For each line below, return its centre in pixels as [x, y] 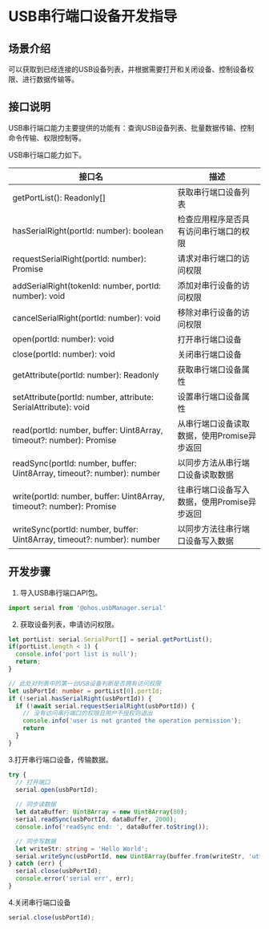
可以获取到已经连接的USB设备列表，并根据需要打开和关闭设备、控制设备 [128, 69]
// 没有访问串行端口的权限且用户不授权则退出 [88, 713]
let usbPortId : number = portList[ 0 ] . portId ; [85, 691]
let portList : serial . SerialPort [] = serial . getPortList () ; [111, 639]
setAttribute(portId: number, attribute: [83, 397]
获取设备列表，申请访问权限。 [69, 624]
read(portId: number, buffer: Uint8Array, [88, 430]
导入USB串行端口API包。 [61, 592]
